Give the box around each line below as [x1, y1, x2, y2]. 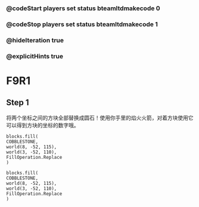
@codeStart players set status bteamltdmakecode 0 [6, 4, 160, 12]
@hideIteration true [6, 36, 64, 44]
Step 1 [6, 98, 30, 108]
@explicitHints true [6, 52, 64, 60]
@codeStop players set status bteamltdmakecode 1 [6, 20, 159, 28]
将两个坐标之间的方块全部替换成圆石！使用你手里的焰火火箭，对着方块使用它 [6, 114, 194, 121]
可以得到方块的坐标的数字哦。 [6, 121, 79, 128]
